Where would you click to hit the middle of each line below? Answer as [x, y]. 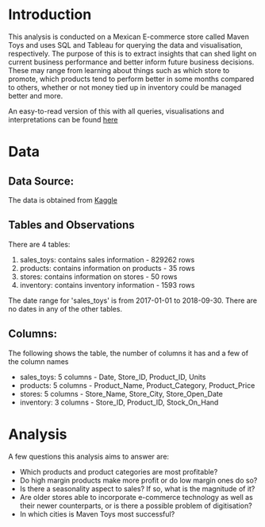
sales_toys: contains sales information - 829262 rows [107, 259]
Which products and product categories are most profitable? [119, 471]
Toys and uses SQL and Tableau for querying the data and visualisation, [126, 45]
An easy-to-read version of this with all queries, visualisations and [116, 111]
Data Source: [41, 181]
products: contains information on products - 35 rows [108, 268]
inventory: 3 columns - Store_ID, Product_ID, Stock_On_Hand [119, 402]
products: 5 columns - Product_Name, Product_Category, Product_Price [137, 385]
